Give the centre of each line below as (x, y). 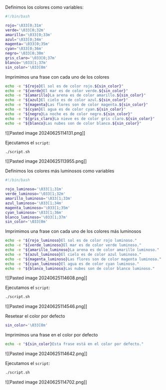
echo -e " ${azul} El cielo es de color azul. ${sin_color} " (67, 100)
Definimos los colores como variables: (44, 7)
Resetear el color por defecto (35, 316)
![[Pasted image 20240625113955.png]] (46, 161)
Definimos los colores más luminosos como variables (60, 171)
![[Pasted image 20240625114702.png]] (46, 382)
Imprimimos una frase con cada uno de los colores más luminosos (73, 231)
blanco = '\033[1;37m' (27, 63)
